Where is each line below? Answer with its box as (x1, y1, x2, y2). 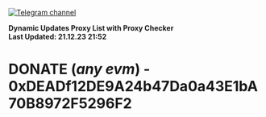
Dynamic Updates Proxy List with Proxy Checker (8, 23, 174, 32)
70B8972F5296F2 (8, 94, 132, 113)
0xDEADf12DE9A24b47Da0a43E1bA (8, 77, 258, 96)
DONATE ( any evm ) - (8, 61, 151, 78)
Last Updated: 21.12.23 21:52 (8, 32, 107, 41)
